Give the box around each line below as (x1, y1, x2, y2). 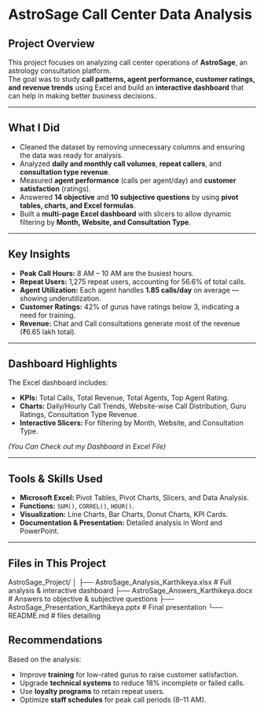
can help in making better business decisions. (8, 91, 157, 100)
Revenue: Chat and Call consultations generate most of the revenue (19, 319, 240, 328)
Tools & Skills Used (8, 472, 104, 485)
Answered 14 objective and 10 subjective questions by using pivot (19, 192, 239, 201)
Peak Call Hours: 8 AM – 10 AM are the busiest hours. (19, 268, 194, 278)
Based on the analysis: (8, 655, 82, 664)
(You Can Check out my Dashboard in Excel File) (8, 442, 167, 452)
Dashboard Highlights (8, 357, 118, 371)
